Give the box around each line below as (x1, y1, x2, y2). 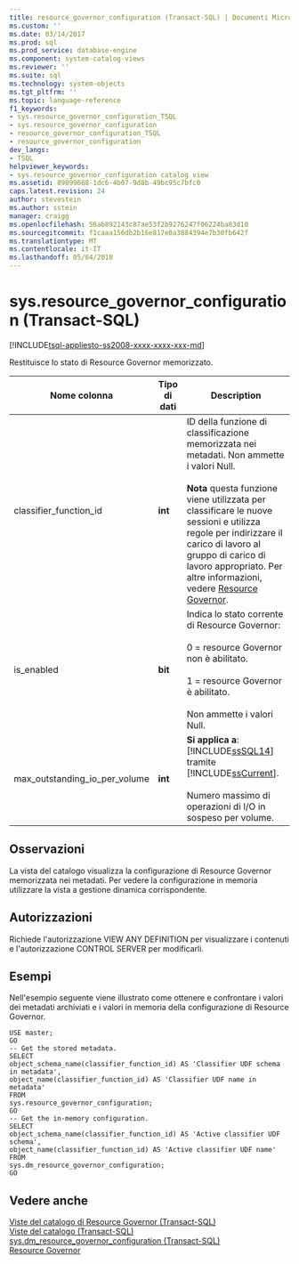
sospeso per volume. (186, 811, 274, 823)
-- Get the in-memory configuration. (9, 1114, 149, 1123)
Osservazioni (9, 842, 85, 857)
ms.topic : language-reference (9, 95, 122, 105)
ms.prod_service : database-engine (9, 46, 138, 55)
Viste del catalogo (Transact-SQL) (9, 1226, 134, 1237)
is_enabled (13, 663, 60, 676)
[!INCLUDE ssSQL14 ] (186, 744, 274, 757)
